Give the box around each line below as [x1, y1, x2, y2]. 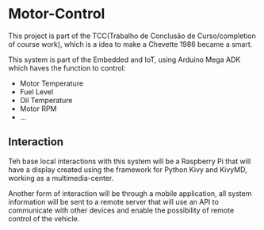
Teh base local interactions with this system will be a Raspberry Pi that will [8, 156, 251, 166]
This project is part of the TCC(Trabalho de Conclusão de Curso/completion [8, 31, 256, 40]
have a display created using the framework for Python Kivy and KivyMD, [8, 164, 247, 174]
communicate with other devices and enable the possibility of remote [8, 205, 235, 215]
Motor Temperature [19, 79, 84, 88]
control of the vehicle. [8, 213, 80, 223]
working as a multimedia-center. [8, 173, 114, 182]
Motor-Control [8, 5, 105, 23]
